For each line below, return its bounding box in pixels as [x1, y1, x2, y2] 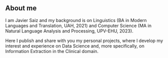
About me [5, 4, 37, 12]
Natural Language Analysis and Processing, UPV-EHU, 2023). [5, 27, 134, 34]
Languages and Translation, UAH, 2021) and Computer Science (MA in [5, 22, 152, 28]
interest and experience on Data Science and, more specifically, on [5, 42, 145, 49]
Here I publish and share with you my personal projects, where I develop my [5, 37, 163, 43]
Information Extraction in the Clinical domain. [5, 48, 99, 54]
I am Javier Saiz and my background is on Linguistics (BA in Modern [5, 17, 147, 23]
